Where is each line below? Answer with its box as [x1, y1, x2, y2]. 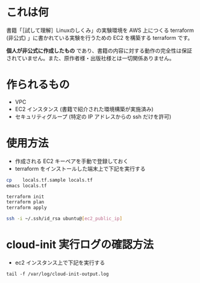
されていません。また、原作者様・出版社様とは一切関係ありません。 [6, 54, 175, 62]
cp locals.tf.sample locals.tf [6, 177, 93, 183]
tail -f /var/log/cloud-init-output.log [6, 271, 110, 277]
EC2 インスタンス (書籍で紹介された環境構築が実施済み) [14, 105, 154, 112]
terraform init [6, 194, 45, 200]
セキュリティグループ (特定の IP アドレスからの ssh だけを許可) [14, 113, 172, 120]
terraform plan [6, 199, 45, 205]
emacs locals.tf [6, 182, 47, 189]
